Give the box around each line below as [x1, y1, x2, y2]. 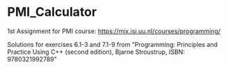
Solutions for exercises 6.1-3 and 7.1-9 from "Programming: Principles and [7, 40, 218, 48]
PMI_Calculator [7, 4, 97, 20]
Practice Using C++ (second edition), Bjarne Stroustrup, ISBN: [7, 48, 186, 56]
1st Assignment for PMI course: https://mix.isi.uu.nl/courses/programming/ [7, 27, 221, 35]
